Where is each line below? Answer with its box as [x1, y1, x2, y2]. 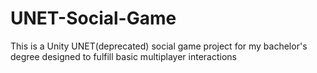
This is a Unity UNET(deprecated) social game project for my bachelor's [10, 40, 308, 52]
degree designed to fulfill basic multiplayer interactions [10, 50, 237, 62]
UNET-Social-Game [10, 7, 177, 30]
